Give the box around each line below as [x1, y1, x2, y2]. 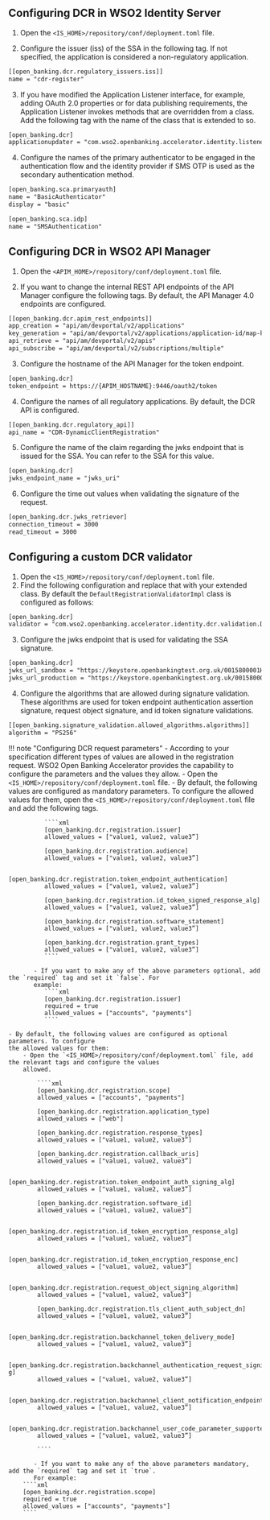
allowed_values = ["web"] [37, 1114, 125, 1122]
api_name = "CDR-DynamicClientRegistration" [8, 428, 160, 436]
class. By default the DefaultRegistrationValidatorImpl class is [19, 589, 231, 598]
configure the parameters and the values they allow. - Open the [8, 769, 219, 779]
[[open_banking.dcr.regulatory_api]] [8, 420, 135, 429]
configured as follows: [19, 597, 94, 607]
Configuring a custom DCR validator [8, 551, 193, 564]
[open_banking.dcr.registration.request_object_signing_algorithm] [8, 1283, 239, 1291]
